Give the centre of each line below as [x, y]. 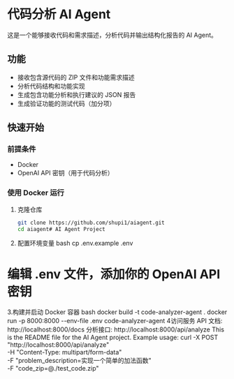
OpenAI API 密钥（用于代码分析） [65, 173]
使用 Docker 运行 [36, 193]
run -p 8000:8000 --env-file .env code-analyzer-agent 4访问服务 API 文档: [115, 321]
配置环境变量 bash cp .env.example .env [75, 243]
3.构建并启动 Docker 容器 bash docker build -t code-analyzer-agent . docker [117, 312]
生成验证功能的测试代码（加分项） [66, 103]
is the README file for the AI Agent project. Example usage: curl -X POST [113, 337]
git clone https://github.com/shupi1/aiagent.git [91, 223]
